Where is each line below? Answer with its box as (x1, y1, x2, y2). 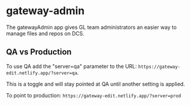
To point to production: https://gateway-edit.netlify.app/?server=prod (6, 91, 181, 99)
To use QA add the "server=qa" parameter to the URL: (6, 63, 137, 70)
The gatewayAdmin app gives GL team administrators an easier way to (6, 24, 177, 31)
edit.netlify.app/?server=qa (6, 70, 78, 76)
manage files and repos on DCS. (6, 29, 85, 37)
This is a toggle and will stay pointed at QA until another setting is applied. (6, 80, 185, 87)
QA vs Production (6, 47, 72, 57)
